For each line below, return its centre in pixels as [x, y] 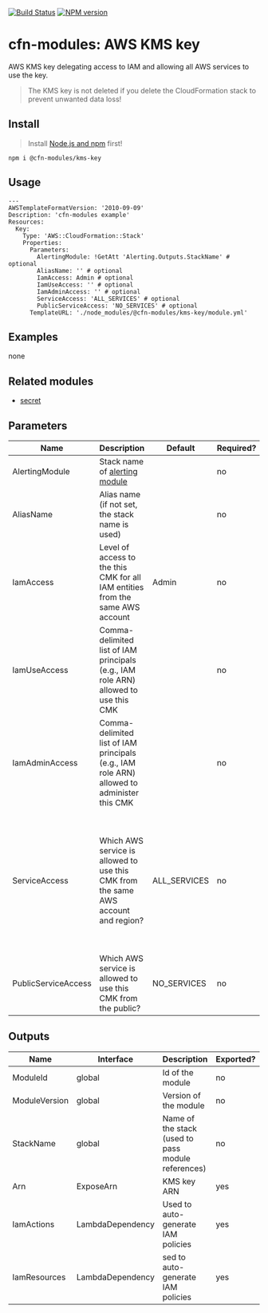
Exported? [236, 1059]
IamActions [33, 1224]
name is [114, 524]
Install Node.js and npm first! [75, 143]
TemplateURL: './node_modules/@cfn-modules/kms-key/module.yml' [138, 312]
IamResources [39, 1277]
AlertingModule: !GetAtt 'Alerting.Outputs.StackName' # [133, 257]
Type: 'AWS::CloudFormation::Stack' [84, 235]
